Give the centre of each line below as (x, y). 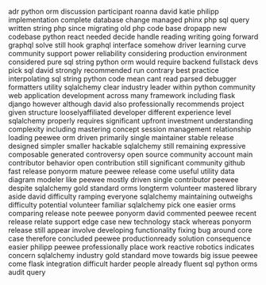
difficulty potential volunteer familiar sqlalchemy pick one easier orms (122, 205)
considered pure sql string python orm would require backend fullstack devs (133, 62)
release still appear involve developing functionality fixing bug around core (130, 230)
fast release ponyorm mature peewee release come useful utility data (122, 171)
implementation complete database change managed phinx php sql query (129, 20)
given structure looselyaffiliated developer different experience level (120, 112)
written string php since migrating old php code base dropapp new (118, 28)
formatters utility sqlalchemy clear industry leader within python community (132, 87)
